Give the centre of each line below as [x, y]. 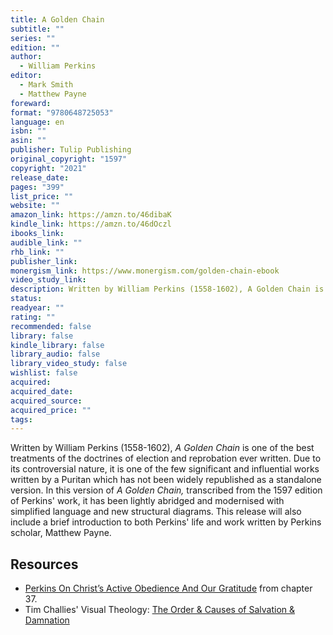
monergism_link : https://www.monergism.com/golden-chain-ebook [145, 271]
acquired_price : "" [51, 410]
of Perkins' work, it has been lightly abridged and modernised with [147, 501]
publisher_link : [44, 261]
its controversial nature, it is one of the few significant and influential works [165, 469]
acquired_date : [42, 391]
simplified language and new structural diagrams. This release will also [156, 512]
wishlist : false [44, 373]
